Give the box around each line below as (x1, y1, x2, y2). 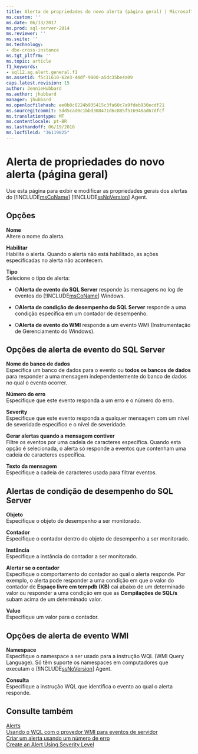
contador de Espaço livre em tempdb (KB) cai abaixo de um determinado (6, 583, 185, 590)
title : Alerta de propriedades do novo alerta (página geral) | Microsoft (6, 8, 194, 15)
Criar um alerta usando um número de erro (6, 734, 110, 742)
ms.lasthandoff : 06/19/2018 (6, 124, 75, 130)
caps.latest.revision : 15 (6, 80, 70, 86)
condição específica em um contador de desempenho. (14, 310, 148, 317)
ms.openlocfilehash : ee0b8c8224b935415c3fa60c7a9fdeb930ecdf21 (6, 102, 165, 108)
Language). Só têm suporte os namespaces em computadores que (6, 659, 169, 666)
